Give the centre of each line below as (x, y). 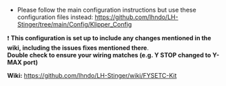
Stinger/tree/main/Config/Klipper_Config (74, 24)
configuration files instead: (55, 17)
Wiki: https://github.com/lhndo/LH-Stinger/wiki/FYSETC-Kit (92, 75)
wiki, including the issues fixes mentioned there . (78, 48)
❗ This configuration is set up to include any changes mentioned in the (109, 38)
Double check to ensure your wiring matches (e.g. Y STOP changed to (109, 55)
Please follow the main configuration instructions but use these (106, 10)
